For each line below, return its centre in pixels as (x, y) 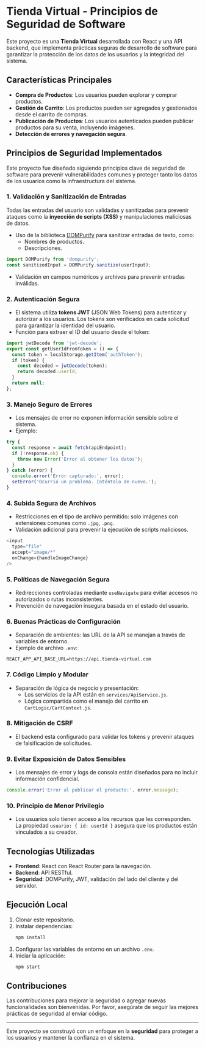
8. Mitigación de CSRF (40, 723)
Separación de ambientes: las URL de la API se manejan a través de (100, 635)
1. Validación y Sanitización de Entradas (67, 197)
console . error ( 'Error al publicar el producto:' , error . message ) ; (92, 790)
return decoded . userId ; (48, 372)
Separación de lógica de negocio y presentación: (77, 688)
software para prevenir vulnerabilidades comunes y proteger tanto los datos (102, 174)
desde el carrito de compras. (52, 114)
